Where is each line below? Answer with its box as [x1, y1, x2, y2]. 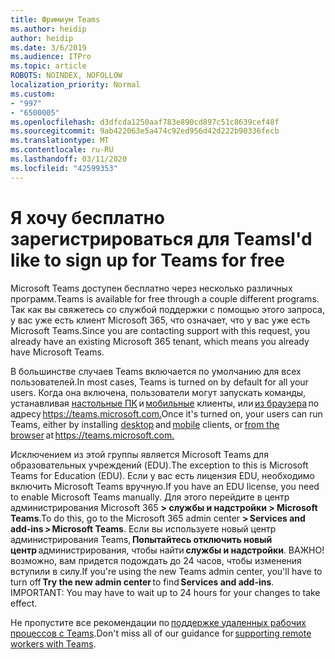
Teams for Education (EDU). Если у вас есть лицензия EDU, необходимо [10, 469, 315, 481]
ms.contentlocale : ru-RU [10, 145, 114, 155]
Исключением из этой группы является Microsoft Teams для [10, 448, 269, 460]
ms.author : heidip [10, 24, 87, 34]
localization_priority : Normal [10, 80, 141, 90]
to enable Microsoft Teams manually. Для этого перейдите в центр [10, 491, 290, 503]
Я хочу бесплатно [10, 206, 165, 229]
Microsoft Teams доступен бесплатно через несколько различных [10, 282, 293, 294]
